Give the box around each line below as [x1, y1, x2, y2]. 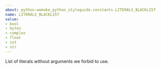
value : [5, 16, 19, 21]
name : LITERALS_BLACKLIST [5, 12, 59, 17]
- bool [5, 21, 19, 26]
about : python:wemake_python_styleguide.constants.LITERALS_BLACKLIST [5, 7, 156, 12]
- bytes [5, 26, 22, 31]
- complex [5, 30, 26, 35]
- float [5, 35, 22, 40]
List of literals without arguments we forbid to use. [5, 58, 109, 64]
